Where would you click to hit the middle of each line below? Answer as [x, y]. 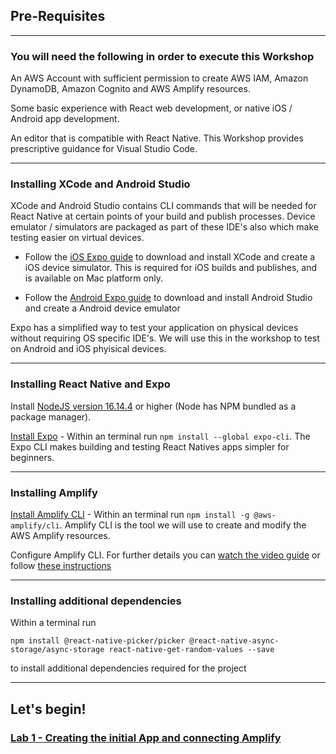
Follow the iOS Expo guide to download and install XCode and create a [170, 257]
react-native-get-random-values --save [191, 650]
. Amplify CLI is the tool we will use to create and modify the [183, 525]
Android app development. [65, 119]
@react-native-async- [234, 641]
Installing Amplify [54, 492]
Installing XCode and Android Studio [100, 184]
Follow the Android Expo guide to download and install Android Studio [168, 298]
